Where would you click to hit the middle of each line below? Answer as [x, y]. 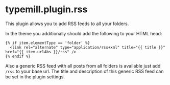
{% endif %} [18, 56]
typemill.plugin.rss [46, 9]
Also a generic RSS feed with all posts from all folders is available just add [83, 66]
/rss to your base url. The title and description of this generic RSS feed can [84, 71]
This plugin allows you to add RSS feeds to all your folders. [67, 24]
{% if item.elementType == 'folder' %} [48, 43]
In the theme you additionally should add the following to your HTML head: [84, 33]
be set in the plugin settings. [35, 77]
